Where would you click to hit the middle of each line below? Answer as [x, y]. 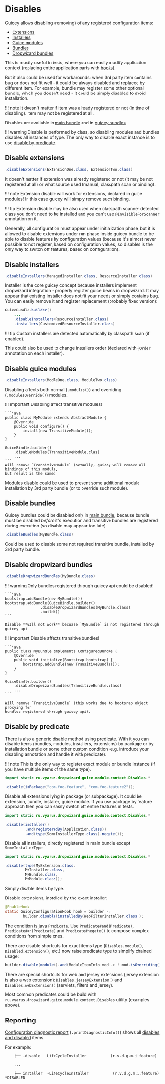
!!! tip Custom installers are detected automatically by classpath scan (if [77, 333]
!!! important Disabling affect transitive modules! [54, 404]
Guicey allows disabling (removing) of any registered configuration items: [79, 23]
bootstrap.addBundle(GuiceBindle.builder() [50, 603]
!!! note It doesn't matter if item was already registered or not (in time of [77, 108]
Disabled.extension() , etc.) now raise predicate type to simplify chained [79, 951]
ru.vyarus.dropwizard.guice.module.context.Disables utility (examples [77, 999]
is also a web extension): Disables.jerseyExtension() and [64, 980]
